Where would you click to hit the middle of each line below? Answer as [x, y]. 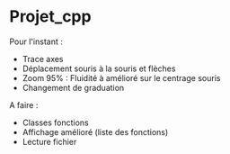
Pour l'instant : [36, 41]
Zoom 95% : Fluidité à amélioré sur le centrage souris [121, 77]
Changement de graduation [73, 87]
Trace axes [43, 59]
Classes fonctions [56, 122]
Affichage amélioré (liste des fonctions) [95, 131]
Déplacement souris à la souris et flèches [99, 68]
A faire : [24, 104]
